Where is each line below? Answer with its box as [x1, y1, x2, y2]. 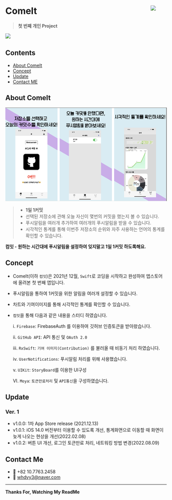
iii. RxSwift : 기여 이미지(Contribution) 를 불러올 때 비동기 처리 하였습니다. [12, 345, 160, 351]
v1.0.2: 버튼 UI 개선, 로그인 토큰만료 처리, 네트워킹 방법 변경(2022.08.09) [12, 440, 160, 446]
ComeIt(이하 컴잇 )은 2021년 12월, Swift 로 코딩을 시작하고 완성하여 [12, 273, 145, 279]
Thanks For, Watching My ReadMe [5, 489, 80, 495]
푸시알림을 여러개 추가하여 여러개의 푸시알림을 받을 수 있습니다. [25, 219, 152, 226]
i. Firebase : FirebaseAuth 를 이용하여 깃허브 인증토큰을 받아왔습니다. [12, 323, 152, 329]
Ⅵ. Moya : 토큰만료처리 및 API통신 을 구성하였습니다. [12, 378, 109, 384]
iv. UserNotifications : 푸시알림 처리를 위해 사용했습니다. [12, 356, 128, 362]
